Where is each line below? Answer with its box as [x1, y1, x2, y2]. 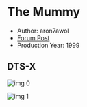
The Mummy [7, 4, 81, 20]
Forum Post [16, 33, 50, 42]
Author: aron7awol [16, 27, 69, 35]
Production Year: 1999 [16, 41, 80, 49]
